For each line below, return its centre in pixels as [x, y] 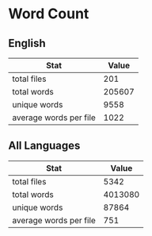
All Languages [44, 146]
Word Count [49, 14]
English [27, 43]
